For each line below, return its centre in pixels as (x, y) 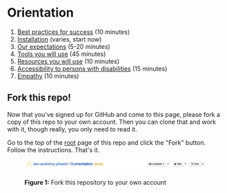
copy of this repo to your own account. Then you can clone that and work (112, 122)
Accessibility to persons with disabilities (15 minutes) (92, 68)
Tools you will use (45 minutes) (61, 54)
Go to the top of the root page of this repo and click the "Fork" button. (106, 143)
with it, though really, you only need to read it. (72, 129)
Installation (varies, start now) (59, 39)
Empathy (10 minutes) (48, 76)
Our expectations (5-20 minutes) (63, 46)
